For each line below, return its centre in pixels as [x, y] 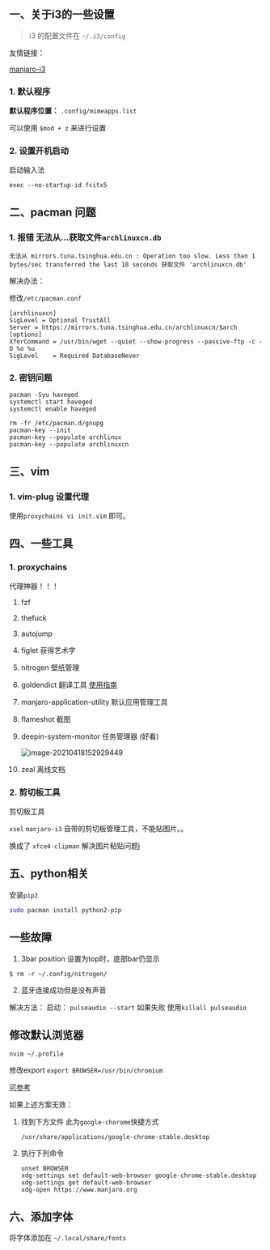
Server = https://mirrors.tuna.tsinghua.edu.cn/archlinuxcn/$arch [123, 328]
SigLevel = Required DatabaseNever [74, 356]
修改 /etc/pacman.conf [45, 298]
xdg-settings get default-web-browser [86, 1183]
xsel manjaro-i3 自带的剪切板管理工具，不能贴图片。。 [99, 829]
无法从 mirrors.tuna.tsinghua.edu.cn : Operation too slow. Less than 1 [132, 256]
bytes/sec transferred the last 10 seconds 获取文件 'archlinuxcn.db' [128, 265]
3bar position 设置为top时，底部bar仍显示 [90, 958]
